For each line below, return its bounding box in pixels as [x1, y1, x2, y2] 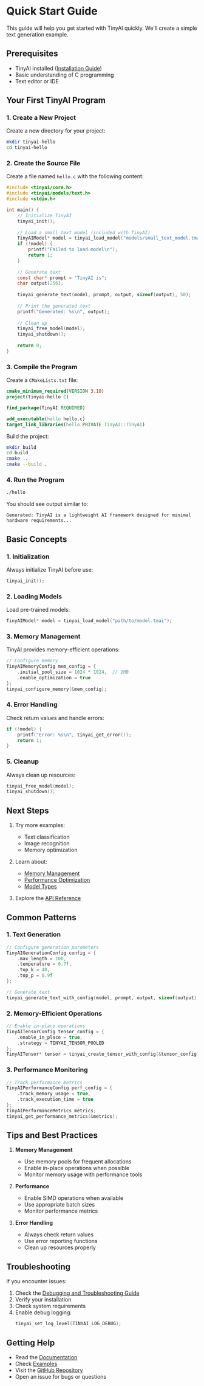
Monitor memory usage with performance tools [24, 1171, 143, 1178]
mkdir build [6, 444, 36, 451]
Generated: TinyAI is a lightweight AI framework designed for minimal [6, 512, 191, 518]
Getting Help [6, 1337, 55, 1348]
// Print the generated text [17, 303, 91, 309]
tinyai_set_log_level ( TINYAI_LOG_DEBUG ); [15, 1321, 122, 1327]
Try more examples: [15, 822, 66, 829]
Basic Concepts [6, 534, 67, 544]
